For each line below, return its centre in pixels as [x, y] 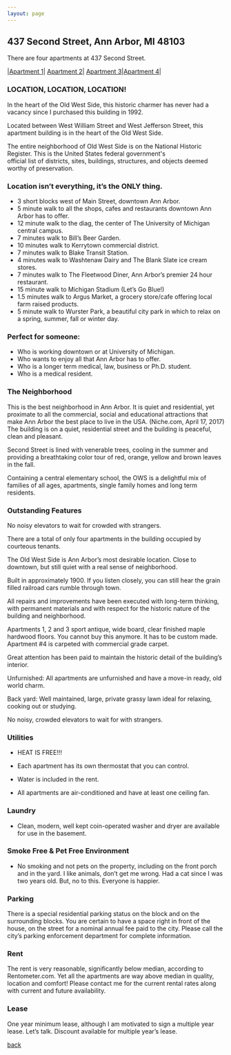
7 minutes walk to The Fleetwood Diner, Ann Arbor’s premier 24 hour [114, 275]
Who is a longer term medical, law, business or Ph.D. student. [104, 367]
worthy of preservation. [41, 168]
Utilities [20, 737]
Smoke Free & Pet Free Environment [68, 851]
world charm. [26, 685]
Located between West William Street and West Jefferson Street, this [105, 125]
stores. [27, 268]
